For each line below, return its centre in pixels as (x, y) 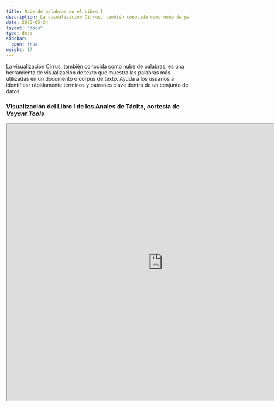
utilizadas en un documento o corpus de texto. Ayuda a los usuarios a (90, 78)
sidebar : (17, 39)
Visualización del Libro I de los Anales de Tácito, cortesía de (93, 106)
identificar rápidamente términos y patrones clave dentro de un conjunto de (97, 85)
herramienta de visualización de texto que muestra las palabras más (88, 72)
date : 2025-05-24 (27, 22)
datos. (14, 91)
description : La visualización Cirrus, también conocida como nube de (94, 17)
